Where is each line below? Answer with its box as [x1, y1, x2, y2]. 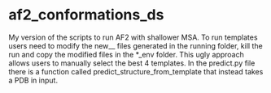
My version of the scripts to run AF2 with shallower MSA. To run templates [8, 32, 258, 42]
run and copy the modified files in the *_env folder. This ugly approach [8, 49, 244, 59]
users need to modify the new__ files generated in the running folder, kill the [8, 40, 263, 50]
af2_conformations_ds [8, 6, 164, 24]
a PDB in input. [8, 75, 59, 85]
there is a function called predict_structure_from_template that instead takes [8, 66, 264, 76]
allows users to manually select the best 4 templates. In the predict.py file [8, 58, 256, 68]
